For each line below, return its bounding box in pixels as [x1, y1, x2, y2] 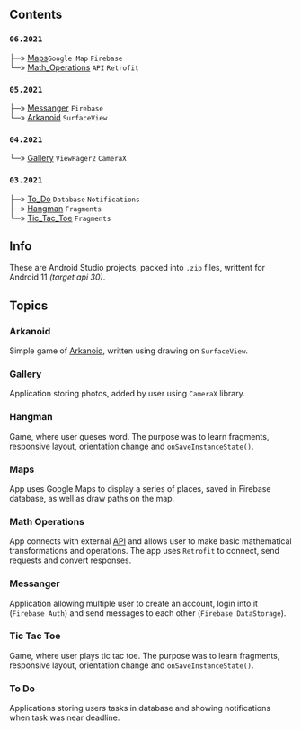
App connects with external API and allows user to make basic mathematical [9, 536, 292, 547]
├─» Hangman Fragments [9, 202, 102, 214]
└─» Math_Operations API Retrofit [9, 62, 139, 73]
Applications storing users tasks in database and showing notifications [9, 703, 271, 714]
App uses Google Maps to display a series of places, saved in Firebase [9, 483, 271, 494]
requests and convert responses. [9, 555, 132, 565]
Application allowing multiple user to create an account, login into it [9, 598, 259, 609]
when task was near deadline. [9, 712, 120, 723]
